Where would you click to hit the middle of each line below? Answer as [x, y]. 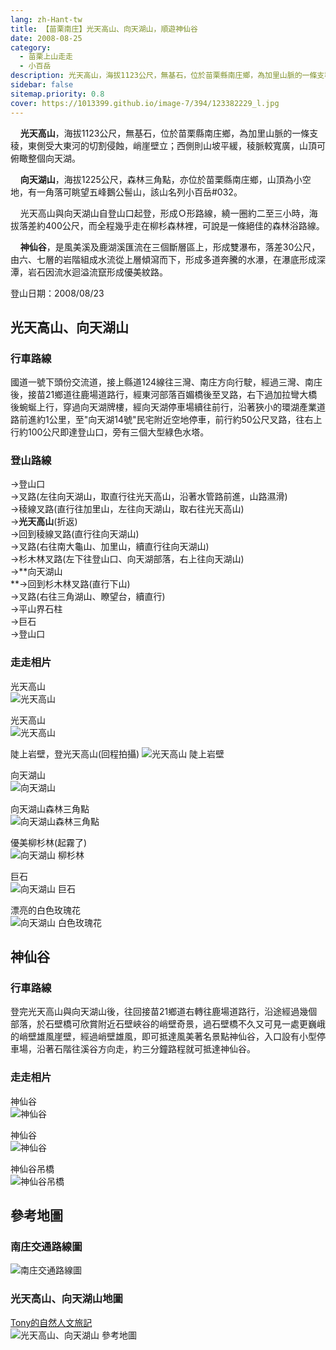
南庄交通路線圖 [46, 1247]
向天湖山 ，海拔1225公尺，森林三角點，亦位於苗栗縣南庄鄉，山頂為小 [161, 179]
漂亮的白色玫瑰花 [45, 910]
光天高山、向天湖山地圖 [66, 1299]
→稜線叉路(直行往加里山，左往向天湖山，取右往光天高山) [127, 509]
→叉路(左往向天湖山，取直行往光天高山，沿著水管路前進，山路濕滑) [149, 497]
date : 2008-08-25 [46, 38]
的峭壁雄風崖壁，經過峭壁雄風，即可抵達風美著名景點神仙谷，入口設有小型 [163, 1037]
